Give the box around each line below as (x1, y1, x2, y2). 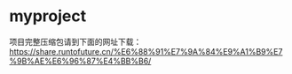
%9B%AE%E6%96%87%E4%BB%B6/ (9, 55, 152, 66)
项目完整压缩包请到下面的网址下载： (9, 36, 142, 47)
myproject (9, 6, 87, 26)
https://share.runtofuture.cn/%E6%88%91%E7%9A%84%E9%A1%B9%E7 (9, 46, 283, 56)
